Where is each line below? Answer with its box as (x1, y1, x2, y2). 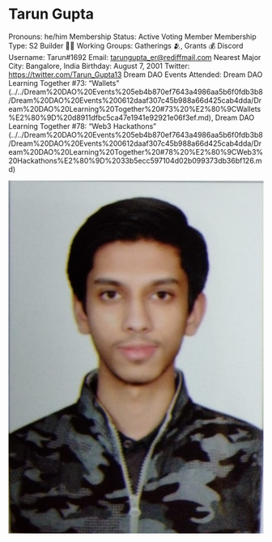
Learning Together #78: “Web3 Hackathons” (8, 121, 157, 130)
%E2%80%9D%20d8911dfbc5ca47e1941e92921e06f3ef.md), (8, 113, 214, 122)
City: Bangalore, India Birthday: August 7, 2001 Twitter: (8, 61, 190, 70)
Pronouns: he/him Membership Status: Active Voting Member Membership (8, 32, 257, 41)
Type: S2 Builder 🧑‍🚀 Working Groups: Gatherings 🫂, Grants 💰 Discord (8, 41, 244, 50)
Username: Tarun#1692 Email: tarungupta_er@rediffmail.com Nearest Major (8, 52, 261, 62)
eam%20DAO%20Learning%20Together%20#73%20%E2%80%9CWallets (8, 104, 261, 113)
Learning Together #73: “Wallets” (8, 78, 120, 87)
